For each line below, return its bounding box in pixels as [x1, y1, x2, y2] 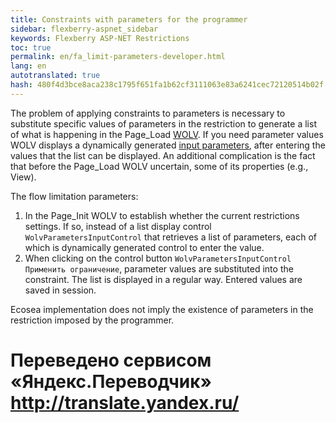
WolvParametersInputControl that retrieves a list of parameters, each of [24, 231, 317, 243]
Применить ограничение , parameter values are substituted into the [24, 262, 294, 275]
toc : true [10, 42, 52, 53]
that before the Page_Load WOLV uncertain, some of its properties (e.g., [10, 160, 309, 172]
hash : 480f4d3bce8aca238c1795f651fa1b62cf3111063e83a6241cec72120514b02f [10, 80, 325, 90]
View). [10, 171, 37, 183]
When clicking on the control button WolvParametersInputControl [24, 252, 292, 264]
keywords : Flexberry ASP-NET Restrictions [10, 33, 190, 43]
